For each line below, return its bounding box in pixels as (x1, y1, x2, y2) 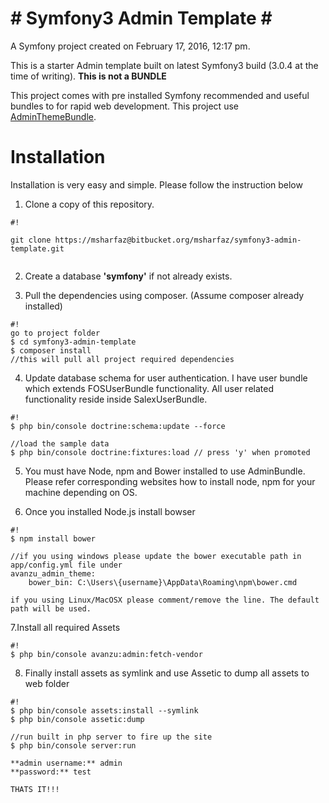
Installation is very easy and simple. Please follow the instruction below (10, 178, 303, 191)
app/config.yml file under (10, 560, 123, 570)
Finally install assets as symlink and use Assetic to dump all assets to (24, 667, 310, 679)
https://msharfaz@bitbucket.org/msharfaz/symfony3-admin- (54, 235, 302, 245)
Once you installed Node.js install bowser (24, 505, 196, 517)
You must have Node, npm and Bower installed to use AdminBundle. (24, 465, 306, 477)
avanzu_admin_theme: (10, 568, 97, 579)
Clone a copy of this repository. (24, 198, 155, 210)
